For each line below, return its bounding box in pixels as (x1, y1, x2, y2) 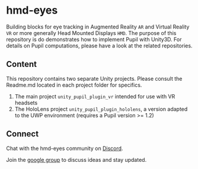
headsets (14, 99, 38, 106)
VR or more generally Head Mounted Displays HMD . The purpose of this (6, 29, 177, 36)
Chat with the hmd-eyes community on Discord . (6, 145, 123, 152)
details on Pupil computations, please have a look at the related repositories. (6, 42, 193, 49)
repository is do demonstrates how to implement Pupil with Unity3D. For (6, 36, 182, 43)
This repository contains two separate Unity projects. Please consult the (6, 75, 183, 82)
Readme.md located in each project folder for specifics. (6, 81, 142, 88)
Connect (6, 129, 39, 139)
